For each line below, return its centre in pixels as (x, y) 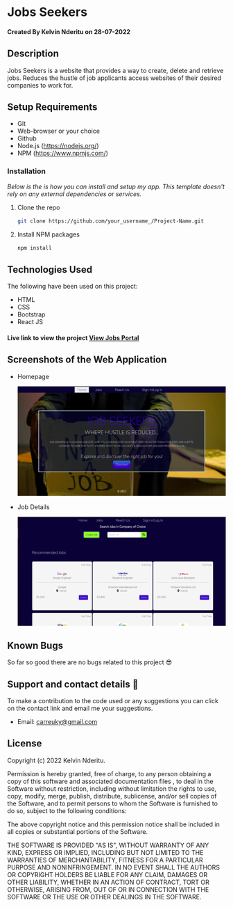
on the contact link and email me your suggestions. (80, 708)
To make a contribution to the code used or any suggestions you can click (113, 700)
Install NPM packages (48, 234)
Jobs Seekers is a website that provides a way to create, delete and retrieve (115, 70)
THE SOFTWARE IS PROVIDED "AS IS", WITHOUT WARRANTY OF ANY (108, 845)
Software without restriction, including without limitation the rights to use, (112, 788)
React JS (30, 322)
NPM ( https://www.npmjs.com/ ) (63, 153)
